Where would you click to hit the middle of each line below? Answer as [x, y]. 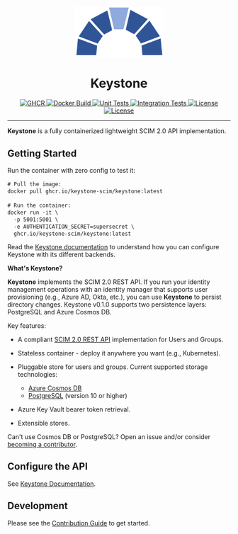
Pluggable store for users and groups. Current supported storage [113, 367]
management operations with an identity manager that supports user [108, 289]
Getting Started [42, 153]
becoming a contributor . [42, 444]
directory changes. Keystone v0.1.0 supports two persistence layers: [107, 304]
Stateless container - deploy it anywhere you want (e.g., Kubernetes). [119, 353]
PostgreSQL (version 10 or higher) [78, 395]
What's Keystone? [35, 268]
